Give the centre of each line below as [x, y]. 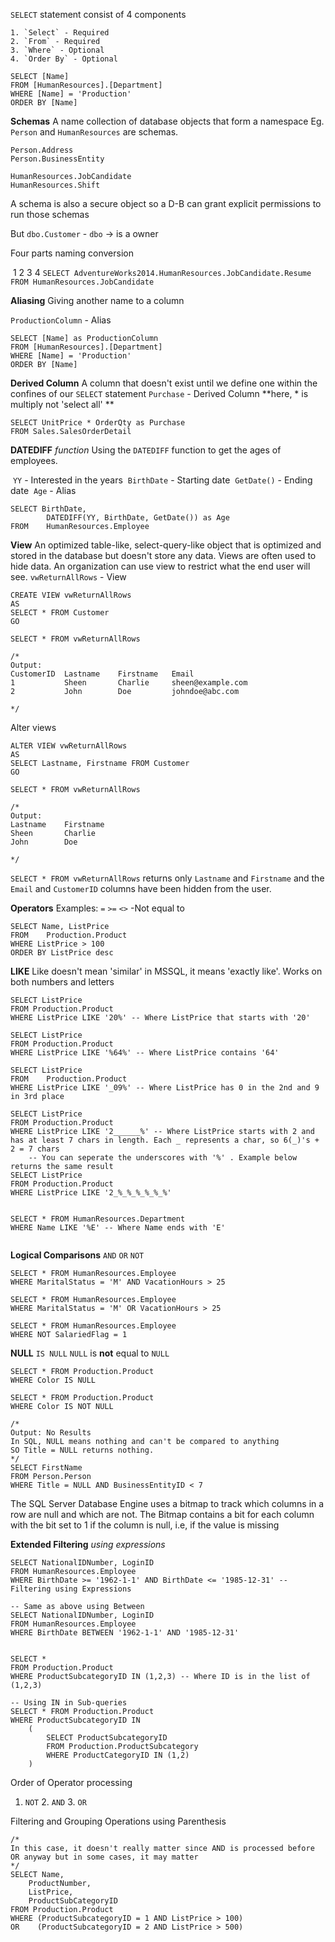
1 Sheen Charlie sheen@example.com [129, 683]
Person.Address [42, 150]
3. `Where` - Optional [57, 50]
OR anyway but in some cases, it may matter [104, 1857]
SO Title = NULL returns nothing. [82, 1450]
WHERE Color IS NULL [53, 1380]
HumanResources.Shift [55, 185]
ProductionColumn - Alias [61, 320]
